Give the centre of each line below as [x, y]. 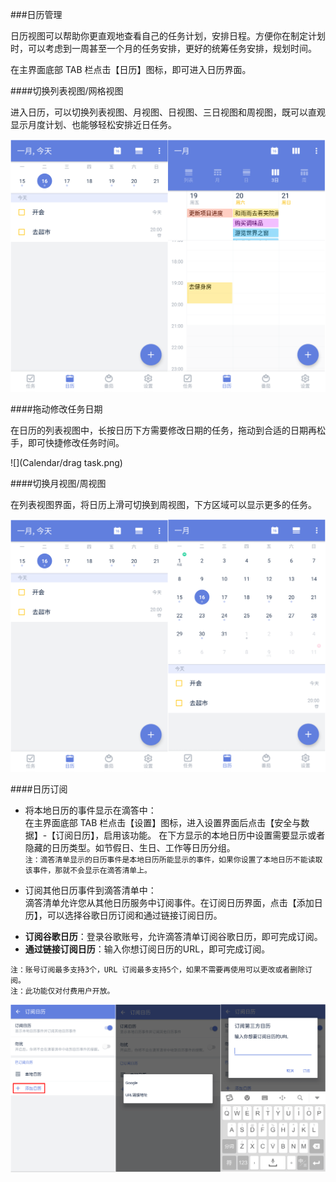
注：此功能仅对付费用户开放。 [62, 991]
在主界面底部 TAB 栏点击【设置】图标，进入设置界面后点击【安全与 [163, 823]
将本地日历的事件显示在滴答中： [90, 810]
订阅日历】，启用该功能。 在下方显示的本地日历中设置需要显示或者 [190, 835]
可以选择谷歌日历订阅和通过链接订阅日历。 [134, 915]
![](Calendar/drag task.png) [66, 463]
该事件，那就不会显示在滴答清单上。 [88, 871]
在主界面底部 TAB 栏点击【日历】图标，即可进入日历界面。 [131, 69]
